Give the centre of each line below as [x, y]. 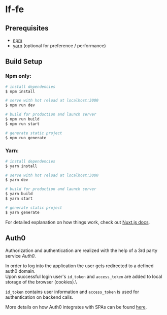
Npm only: [18, 76]
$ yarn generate [22, 212]
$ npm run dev [20, 105]
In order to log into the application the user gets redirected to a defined [79, 266]
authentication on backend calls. [39, 297]
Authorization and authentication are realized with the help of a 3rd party [81, 250]
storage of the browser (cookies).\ [41, 282]
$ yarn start [19, 199]
